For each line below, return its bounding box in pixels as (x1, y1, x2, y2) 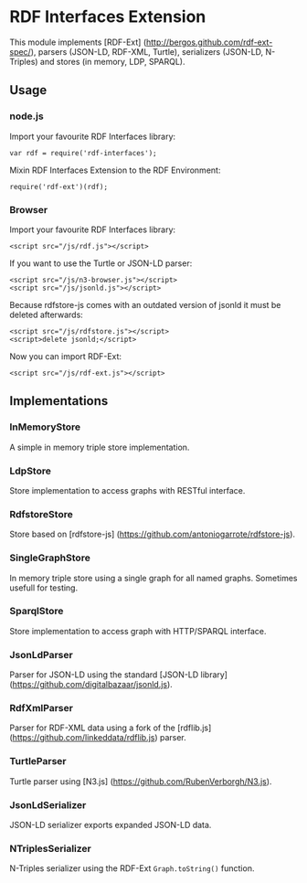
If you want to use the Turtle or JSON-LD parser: (9, 258, 193, 269)
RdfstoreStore (9, 507, 73, 520)
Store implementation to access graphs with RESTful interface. (9, 484, 246, 495)
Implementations (9, 393, 109, 409)
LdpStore (9, 464, 52, 477)
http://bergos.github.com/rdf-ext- (145, 37, 273, 48)
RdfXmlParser (9, 702, 73, 715)
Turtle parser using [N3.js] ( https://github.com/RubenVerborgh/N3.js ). (9, 775, 272, 787)
